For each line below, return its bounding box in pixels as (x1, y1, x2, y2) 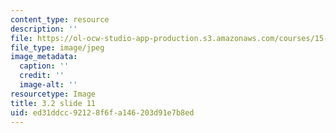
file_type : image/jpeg (10, 42, 105, 53)
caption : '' (19, 61, 70, 71)
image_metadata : (10, 52, 78, 62)
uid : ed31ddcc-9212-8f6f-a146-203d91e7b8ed (10, 107, 195, 118)
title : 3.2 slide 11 (10, 98, 97, 108)
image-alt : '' (19, 80, 78, 90)
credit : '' (19, 71, 65, 81)
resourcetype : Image (10, 89, 97, 99)
